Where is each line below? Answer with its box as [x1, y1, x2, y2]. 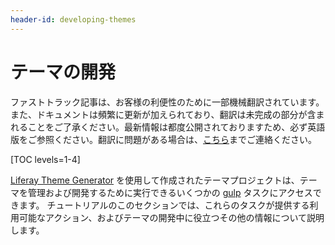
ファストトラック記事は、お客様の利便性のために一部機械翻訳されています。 [10, 96, 325, 108]
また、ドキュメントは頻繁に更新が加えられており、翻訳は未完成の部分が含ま [10, 108, 325, 120]
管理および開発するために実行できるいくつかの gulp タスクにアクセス [27, 186, 313, 198]
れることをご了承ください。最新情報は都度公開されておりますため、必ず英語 [10, 121, 326, 133]
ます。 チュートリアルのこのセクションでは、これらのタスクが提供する [18, 199, 310, 211]
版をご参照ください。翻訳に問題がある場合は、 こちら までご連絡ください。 [10, 133, 317, 145]
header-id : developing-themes [10, 14, 137, 25]
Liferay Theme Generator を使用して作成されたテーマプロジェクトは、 [10, 174, 300, 186]
